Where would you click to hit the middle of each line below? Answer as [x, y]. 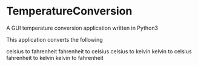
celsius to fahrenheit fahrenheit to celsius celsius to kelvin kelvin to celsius [99, 51]
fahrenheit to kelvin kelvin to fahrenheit [55, 58]
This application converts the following [54, 39]
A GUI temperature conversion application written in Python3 [82, 28]
